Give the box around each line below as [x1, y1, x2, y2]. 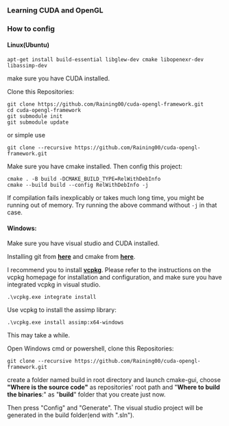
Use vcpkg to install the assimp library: [7, 306, 117, 314]
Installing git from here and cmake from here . [7, 253, 136, 261]
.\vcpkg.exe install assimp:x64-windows [7, 319, 125, 326]
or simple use [7, 131, 46, 139]
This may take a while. [7, 331, 71, 339]
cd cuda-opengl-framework [7, 107, 81, 114]
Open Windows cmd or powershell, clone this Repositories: [7, 344, 174, 352]
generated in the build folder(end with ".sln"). [7, 411, 135, 419]
